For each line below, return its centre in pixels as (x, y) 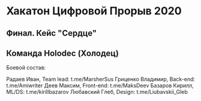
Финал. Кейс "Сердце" (52, 33)
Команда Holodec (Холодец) (62, 53)
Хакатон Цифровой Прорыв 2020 (94, 11)
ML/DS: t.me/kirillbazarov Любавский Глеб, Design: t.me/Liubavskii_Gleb (97, 92)
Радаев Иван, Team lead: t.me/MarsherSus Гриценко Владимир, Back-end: (101, 79)
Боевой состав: (26, 68)
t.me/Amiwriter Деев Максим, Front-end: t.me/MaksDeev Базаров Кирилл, (100, 85)
